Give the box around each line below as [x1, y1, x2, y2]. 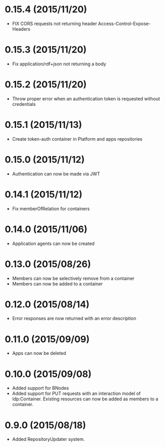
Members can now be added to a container [12, 280, 103, 287]
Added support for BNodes [12, 385, 69, 391]
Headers [12, 26, 31, 32]
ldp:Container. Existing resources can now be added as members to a [12, 396, 158, 402]
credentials [12, 101, 36, 107]
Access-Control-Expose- [98, 20, 151, 27]
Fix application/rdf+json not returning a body [12, 60, 106, 67]
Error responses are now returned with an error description [12, 316, 136, 322]
